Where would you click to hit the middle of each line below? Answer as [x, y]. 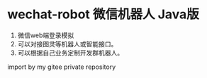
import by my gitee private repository [61, 67]
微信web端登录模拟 [46, 35]
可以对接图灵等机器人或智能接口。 [67, 44]
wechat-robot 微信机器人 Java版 [103, 14]
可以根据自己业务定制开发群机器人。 [71, 53]
